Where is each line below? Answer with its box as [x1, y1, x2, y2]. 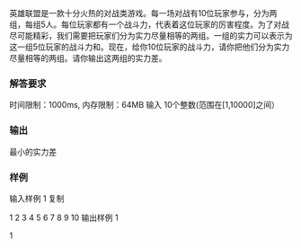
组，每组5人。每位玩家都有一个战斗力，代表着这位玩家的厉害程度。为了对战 [9, 19, 290, 30]
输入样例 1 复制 [9, 192, 65, 204]
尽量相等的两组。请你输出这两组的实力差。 [9, 53, 167, 63]
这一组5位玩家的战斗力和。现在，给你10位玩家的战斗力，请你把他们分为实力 [9, 41, 290, 52]
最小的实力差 [9, 146, 57, 157]
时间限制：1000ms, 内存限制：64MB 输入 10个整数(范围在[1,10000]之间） [9, 100, 280, 111]
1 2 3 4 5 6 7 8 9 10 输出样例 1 [9, 212, 119, 223]
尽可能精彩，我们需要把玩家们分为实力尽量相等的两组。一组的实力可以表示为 [9, 31, 293, 40]
